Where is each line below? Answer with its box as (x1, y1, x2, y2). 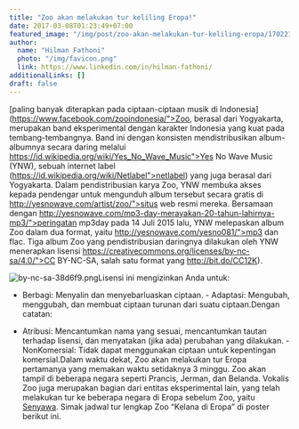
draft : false (9, 79, 58, 88)
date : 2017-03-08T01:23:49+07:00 (9, 21, 133, 30)
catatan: (21, 308, 53, 319)
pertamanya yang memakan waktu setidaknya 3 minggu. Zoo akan (21, 363, 267, 374)
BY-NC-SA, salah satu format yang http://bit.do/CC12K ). (57, 255, 263, 265)
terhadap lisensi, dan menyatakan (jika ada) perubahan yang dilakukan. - (21, 335, 290, 345)
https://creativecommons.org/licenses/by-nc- (82, 246, 251, 256)
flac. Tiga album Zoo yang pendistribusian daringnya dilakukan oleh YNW (9, 236, 279, 247)
